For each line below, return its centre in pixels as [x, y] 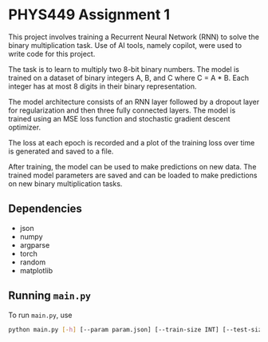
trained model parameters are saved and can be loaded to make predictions [133, 175]
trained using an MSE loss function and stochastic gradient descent [119, 118]
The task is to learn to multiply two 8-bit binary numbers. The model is [124, 69]
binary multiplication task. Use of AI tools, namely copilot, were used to [125, 45]
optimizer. [25, 127]
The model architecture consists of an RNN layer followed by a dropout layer [134, 101]
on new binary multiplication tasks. [65, 183]
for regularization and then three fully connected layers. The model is [122, 110]
